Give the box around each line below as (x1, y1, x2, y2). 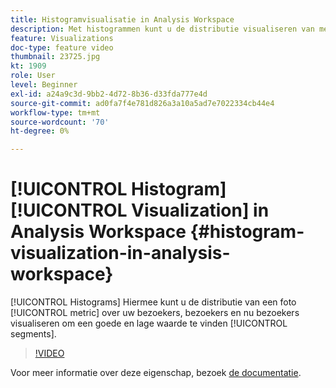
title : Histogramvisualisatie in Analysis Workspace (10, 14, 235, 25)
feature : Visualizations (10, 33, 114, 43)
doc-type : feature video (10, 42, 114, 53)
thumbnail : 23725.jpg (10, 52, 101, 62)
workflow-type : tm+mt (10, 107, 101, 118)
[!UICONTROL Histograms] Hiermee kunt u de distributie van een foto (10, 296, 297, 308)
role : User (10, 71, 56, 81)
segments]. (10, 328, 57, 340)
